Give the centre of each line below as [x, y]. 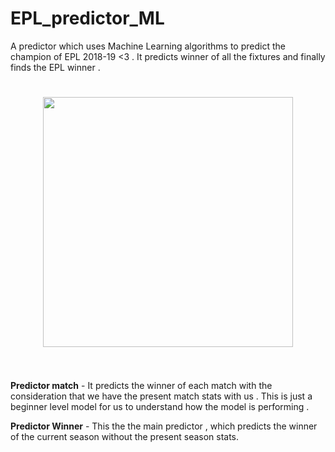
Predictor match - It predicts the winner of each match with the [141, 385]
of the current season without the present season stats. [125, 436]
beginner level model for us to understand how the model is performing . [160, 406]
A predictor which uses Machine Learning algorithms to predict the [148, 46]
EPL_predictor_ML [87, 18]
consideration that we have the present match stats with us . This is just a [161, 396]
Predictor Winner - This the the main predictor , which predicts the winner [164, 426]
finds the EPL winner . [55, 67]
